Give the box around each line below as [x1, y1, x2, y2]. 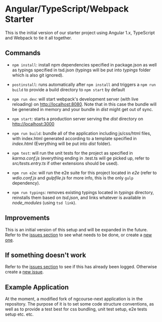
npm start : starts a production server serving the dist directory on [12, 115, 144, 122]
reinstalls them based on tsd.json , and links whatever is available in [12, 194, 146, 200]
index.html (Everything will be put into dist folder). [12, 141, 112, 146]
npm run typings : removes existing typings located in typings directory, [12, 189, 154, 195]
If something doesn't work [5, 251, 86, 259]
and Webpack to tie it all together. [5, 35, 73, 41]
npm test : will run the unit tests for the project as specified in [12, 150, 133, 156]
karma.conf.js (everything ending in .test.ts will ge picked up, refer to [12, 155, 150, 161]
